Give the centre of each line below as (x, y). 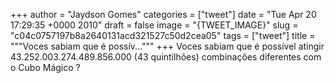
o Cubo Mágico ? (45, 67)
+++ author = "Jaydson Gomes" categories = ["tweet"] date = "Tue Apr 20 (163, 14)
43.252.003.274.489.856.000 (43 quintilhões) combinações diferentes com (166, 57)
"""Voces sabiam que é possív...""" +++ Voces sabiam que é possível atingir (167, 46)
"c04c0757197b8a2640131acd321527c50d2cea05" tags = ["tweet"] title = (163, 35)
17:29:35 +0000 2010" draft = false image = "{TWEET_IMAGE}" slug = (154, 25)
